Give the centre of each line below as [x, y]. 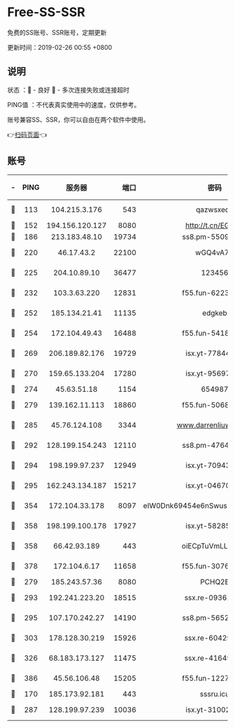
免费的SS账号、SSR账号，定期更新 [57, 32]
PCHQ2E [215, 582]
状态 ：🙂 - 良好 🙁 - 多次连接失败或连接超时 [68, 90]
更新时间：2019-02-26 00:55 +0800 [60, 47]
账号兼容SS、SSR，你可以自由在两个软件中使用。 [78, 119]
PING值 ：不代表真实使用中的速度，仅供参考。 [74, 104]
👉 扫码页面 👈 [27, 135]
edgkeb [215, 313]
